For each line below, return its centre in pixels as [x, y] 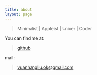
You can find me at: [25, 38]
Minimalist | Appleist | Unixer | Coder [54, 28]
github [24, 48]
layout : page [18, 14]
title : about [18, 10]
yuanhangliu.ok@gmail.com [45, 67]
